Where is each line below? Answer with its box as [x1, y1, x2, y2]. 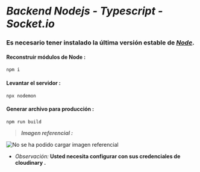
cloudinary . [14, 159, 46, 166]
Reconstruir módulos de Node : [6, 53, 86, 61]
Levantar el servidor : [6, 79, 61, 87]
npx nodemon [6, 93, 36, 99]
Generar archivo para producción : [6, 105, 95, 112]
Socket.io [6, 17, 55, 31]
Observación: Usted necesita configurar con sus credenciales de [14, 152, 181, 160]
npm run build [6, 118, 42, 124]
